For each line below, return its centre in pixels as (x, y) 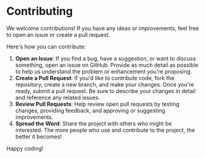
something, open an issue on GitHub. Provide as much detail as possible (106, 65)
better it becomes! (38, 137)
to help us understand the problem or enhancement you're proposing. (103, 71)
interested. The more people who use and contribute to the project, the (105, 130)
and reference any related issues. (57, 97)
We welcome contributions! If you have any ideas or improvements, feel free (103, 28)
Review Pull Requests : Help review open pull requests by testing (97, 104)
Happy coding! (25, 148)
